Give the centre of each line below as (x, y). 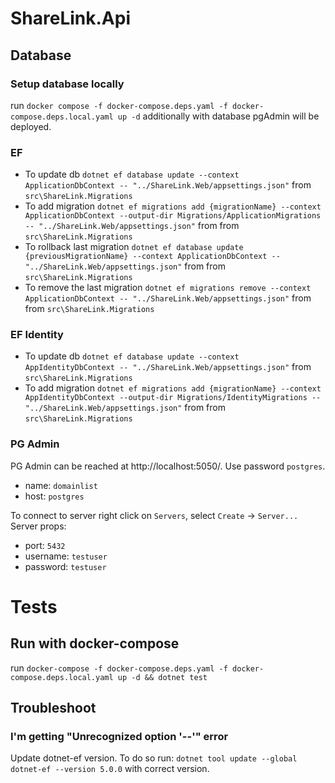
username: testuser (66, 556)
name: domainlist (61, 485)
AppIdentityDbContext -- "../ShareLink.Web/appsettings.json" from (168, 367)
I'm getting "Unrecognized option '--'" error (119, 737)
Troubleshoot (53, 708)
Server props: (38, 526)
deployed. (31, 126)
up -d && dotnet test (162, 677)
